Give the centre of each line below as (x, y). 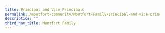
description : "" (22, 18)
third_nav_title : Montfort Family (41, 23)
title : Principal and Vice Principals (45, 9)
